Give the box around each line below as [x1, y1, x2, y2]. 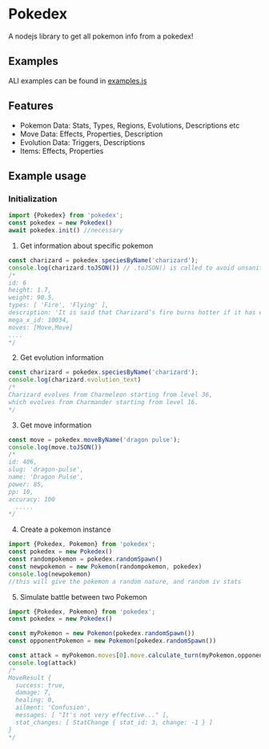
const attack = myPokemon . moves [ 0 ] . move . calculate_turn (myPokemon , [8, 651, 239, 659]
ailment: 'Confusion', [15, 703, 91, 712]
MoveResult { [8, 674, 52, 682]
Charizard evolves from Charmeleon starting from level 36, [8, 391, 214, 399]
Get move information [19, 420, 92, 430]
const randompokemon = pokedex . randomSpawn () [8, 555, 163, 563]
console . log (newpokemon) [8, 570, 91, 578]
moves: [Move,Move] [8, 323, 74, 331]
